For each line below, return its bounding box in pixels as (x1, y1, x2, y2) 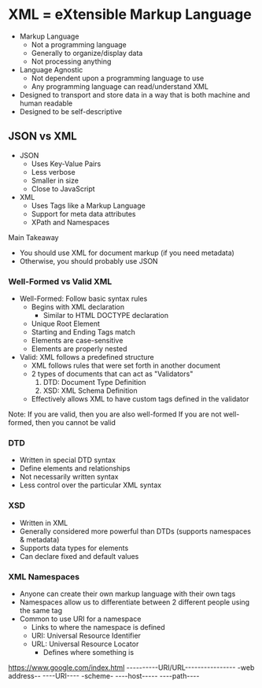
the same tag (19, 605, 63, 615)
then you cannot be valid (35, 418, 116, 427)
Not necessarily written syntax (19, 472, 119, 482)
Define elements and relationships (19, 464, 131, 473)
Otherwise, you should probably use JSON (19, 256, 159, 265)
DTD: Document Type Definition (42, 378, 147, 387)
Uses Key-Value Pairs (31, 159, 101, 168)
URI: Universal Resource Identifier (31, 631, 142, 640)
